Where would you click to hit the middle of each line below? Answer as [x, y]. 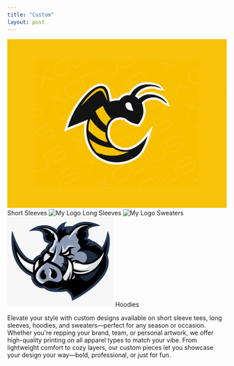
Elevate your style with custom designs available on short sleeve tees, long [115, 318]
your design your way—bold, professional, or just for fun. [89, 355]
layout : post [26, 22]
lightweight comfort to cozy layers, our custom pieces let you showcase [110, 348]
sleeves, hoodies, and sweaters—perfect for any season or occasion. [107, 326]
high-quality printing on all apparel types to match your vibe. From [102, 340]
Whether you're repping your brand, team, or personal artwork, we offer [110, 333]
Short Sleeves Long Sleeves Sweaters [95, 213]
